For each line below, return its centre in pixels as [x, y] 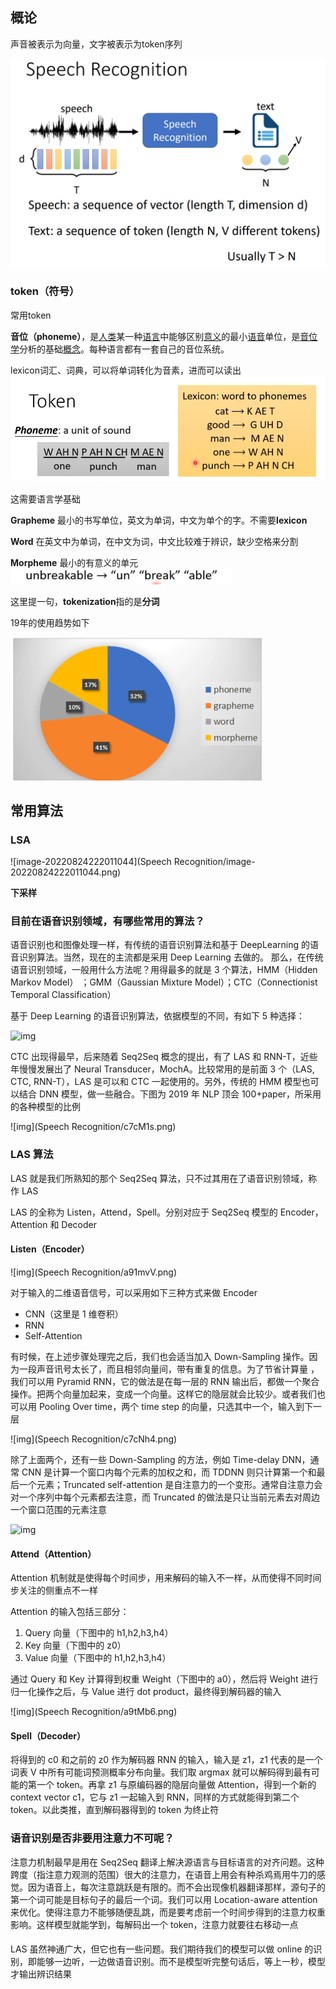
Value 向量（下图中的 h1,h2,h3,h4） [98, 1658]
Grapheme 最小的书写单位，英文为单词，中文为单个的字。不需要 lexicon [159, 520]
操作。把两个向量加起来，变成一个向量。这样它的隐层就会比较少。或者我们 [163, 1394]
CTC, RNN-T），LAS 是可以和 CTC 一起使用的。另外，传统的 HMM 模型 [156, 1082]
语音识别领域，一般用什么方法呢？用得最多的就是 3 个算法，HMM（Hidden [164, 970]
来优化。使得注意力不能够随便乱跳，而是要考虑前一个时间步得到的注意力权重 [168, 1912]
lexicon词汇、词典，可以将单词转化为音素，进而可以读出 [126, 370]
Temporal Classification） [63, 995]
